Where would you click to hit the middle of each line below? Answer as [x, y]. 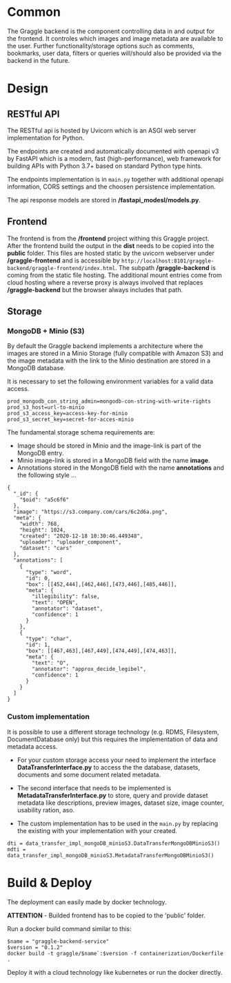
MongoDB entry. [40, 453]
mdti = [17, 849]
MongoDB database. [36, 368]
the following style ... [47, 475]
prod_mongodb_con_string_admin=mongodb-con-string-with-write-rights [109, 401]
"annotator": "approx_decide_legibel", [89, 669]
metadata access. [32, 746]
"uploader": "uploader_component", [71, 542]
